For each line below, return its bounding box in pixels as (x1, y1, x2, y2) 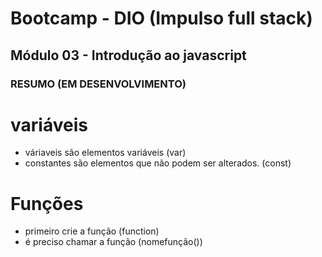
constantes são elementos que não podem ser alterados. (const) (24, 157, 292, 169)
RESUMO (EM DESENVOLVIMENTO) (10, 77, 187, 91)
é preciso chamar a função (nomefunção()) (24, 236, 203, 248)
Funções (10, 192, 84, 215)
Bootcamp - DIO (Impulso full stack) (10, 7, 313, 30)
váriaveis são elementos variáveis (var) (24, 147, 187, 159)
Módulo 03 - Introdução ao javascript (10, 47, 247, 64)
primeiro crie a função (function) (24, 225, 160, 237)
